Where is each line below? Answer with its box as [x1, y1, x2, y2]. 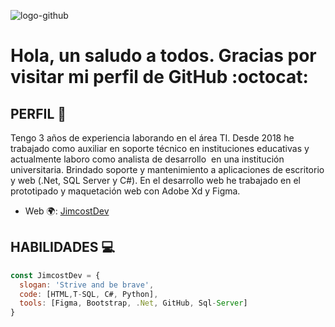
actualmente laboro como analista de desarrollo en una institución [10, 153, 285, 165]
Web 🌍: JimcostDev [24, 205, 110, 217]
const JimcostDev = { [10, 270, 101, 280]
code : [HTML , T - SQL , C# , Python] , [19, 289, 159, 299]
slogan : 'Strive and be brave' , [19, 280, 155, 290]
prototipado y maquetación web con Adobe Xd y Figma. [10, 185, 241, 197]
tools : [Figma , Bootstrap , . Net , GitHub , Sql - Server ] [19, 298, 248, 309]
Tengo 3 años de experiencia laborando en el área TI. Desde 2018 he [10, 132, 295, 144]
